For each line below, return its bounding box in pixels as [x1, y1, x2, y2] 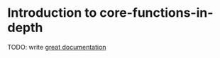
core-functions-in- [99, 5, 214, 21]
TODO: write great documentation [7, 43, 106, 51]
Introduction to [7, 5, 97, 21]
